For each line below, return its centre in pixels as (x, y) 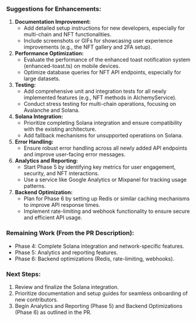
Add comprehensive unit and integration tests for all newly (95, 92)
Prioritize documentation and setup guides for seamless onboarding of (101, 293)
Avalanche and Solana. (52, 110)
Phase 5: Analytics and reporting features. (66, 252)
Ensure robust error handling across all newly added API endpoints (105, 148)
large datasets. (42, 78)
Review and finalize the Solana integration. (67, 287)
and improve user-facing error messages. (75, 155)
